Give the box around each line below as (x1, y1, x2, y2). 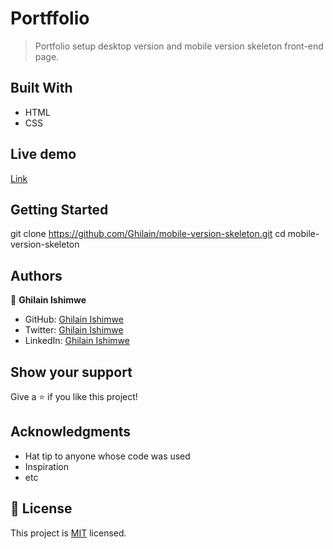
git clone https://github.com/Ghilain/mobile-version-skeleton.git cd (10, 228, 286, 240)
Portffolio (10, 7, 90, 30)
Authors (10, 267, 63, 284)
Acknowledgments (10, 423, 132, 441)
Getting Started (10, 201, 109, 218)
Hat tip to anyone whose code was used (24, 450, 191, 462)
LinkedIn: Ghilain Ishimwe (24, 335, 130, 347)
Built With (10, 80, 73, 97)
